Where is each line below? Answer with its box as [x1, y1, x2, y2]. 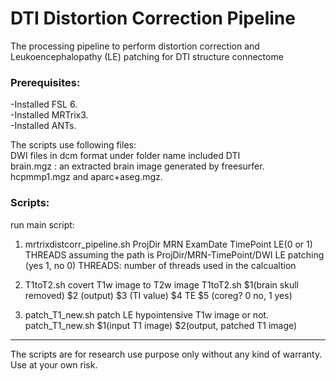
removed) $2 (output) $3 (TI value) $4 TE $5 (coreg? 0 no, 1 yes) [24, 289, 293, 301]
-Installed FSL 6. [10, 98, 78, 111]
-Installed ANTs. [10, 120, 77, 132]
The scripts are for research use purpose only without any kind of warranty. [10, 348, 323, 360]
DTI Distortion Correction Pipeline [10, 7, 296, 30]
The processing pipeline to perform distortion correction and [10, 40, 260, 52]
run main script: [10, 218, 75, 231]
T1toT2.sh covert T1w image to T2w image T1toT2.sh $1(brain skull [24, 278, 299, 291]
